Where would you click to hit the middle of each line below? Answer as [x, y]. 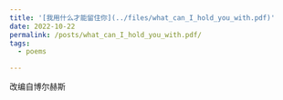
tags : [20, 43]
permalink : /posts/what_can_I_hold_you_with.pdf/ [106, 35]
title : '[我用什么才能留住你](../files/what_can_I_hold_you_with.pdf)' [142, 18]
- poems [32, 52]
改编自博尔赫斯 [37, 86]
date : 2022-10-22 [42, 26]
